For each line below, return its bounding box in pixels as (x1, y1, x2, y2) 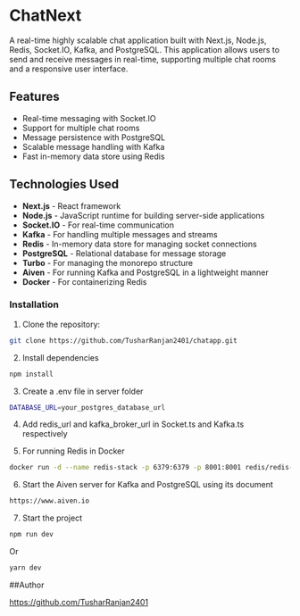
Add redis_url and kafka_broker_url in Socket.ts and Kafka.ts (21, 419, 245, 429)
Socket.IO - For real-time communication (21, 220, 174, 230)
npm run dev (9, 530, 54, 539)
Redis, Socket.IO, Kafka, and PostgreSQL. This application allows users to (9, 44, 279, 54)
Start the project (21, 512, 83, 523)
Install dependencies (21, 352, 100, 362)
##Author (9, 579, 45, 590)
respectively (21, 429, 69, 439)
